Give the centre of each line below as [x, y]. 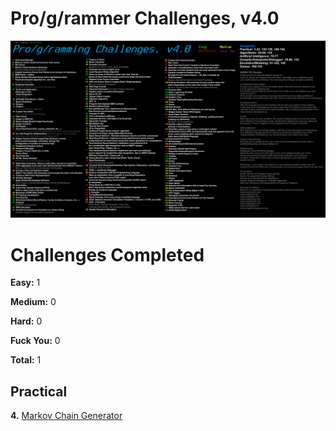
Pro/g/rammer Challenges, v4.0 [145, 18]
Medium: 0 [33, 302]
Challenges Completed [107, 254]
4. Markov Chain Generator [66, 416]
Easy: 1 [25, 283]
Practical [39, 391]
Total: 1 [26, 360]
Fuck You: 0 [35, 341]
